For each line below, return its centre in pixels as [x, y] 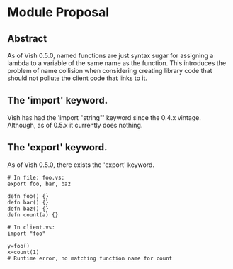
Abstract [27, 39]
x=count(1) [23, 252]
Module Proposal [58, 12]
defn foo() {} [28, 196]
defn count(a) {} [33, 215]
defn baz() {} [28, 209]
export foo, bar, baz [39, 184]
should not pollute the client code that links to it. [77, 78]
